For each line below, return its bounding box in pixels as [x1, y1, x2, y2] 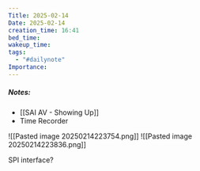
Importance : [8, 63, 47, 71]
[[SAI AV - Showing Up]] [19, 108, 100, 117]
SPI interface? [8, 155, 54, 165]
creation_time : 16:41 [8, 26, 80, 34]
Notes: [8, 88, 32, 97]
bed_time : [8, 33, 41, 42]
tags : [8, 48, 26, 56]
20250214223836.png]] [8, 139, 87, 149]
